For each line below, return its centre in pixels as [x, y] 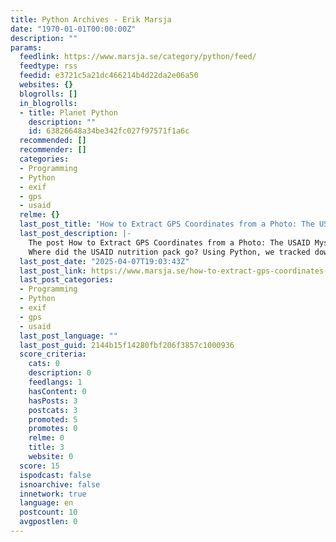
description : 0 [60, 373]
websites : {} [46, 85]
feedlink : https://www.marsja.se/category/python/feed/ [138, 57]
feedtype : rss [48, 66]
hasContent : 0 [57, 391]
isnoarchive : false [60, 484]
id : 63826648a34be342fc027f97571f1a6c [109, 131]
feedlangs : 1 [55, 382]
